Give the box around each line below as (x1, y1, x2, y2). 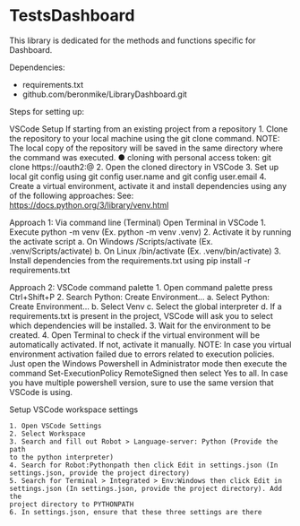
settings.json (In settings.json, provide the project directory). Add (9, 484, 282, 493)
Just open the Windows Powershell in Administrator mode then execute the (9, 358, 287, 368)
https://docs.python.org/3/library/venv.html (9, 199, 169, 211)
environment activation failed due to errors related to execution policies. (9, 349, 275, 359)
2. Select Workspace (9, 429, 87, 438)
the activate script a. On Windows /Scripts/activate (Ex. (9, 236, 213, 246)
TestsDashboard (9, 5, 135, 26)
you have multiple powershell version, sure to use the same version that (9, 377, 274, 388)
